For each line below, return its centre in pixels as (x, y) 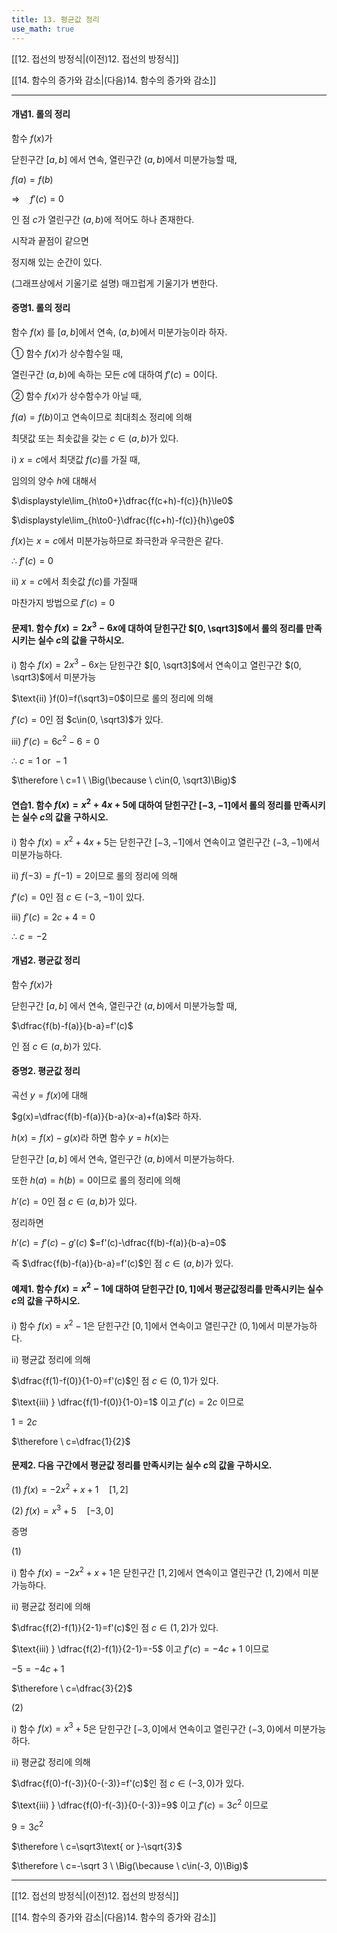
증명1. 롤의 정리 (41, 308)
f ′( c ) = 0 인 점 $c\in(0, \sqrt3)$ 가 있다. (87, 720)
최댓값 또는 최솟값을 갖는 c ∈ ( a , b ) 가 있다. (95, 438)
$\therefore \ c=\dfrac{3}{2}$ (72, 1688)
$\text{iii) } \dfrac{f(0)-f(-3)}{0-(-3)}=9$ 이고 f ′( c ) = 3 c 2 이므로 (140, 1804)
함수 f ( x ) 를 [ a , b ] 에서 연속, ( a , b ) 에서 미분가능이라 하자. (119, 332)
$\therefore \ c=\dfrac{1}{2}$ (71, 1441)
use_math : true (43, 29)
